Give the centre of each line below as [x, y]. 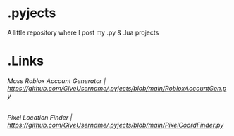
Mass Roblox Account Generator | [57, 81]
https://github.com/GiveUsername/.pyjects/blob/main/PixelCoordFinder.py [116, 125]
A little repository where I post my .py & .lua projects [83, 32]
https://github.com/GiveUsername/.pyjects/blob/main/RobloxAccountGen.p [117, 88]
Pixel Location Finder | [40, 118]
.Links [26, 61]
